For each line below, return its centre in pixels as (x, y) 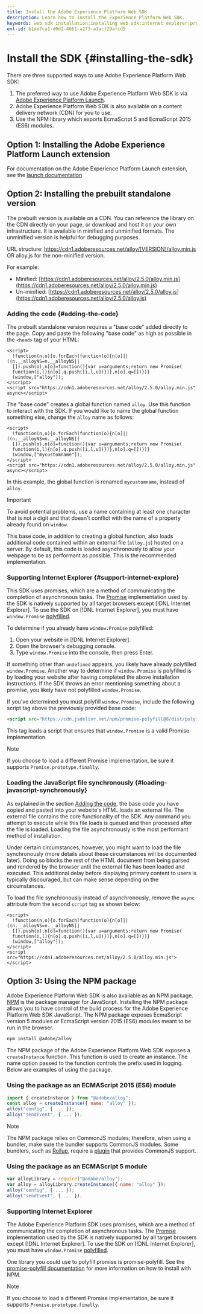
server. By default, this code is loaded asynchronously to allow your (91, 549)
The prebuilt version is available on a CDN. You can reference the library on (101, 218)
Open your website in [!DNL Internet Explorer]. (73, 640)
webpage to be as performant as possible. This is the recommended (92, 555)
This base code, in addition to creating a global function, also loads (90, 536)
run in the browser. (30, 1028)
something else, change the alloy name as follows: (70, 417)
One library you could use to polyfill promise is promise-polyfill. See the (96, 1262)
